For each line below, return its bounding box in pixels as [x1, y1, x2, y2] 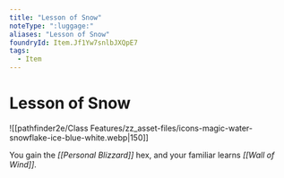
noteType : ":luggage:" [9, 21, 94, 30]
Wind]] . [9, 158, 38, 170]
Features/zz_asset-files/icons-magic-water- [90, 123, 254, 133]
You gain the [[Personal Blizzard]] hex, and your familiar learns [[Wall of [9, 149, 275, 160]
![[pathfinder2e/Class [9, 123, 89, 133]
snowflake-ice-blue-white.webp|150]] [9, 131, 150, 143]
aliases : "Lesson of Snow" [9, 30, 110, 38]
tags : [9, 47, 30, 55]
